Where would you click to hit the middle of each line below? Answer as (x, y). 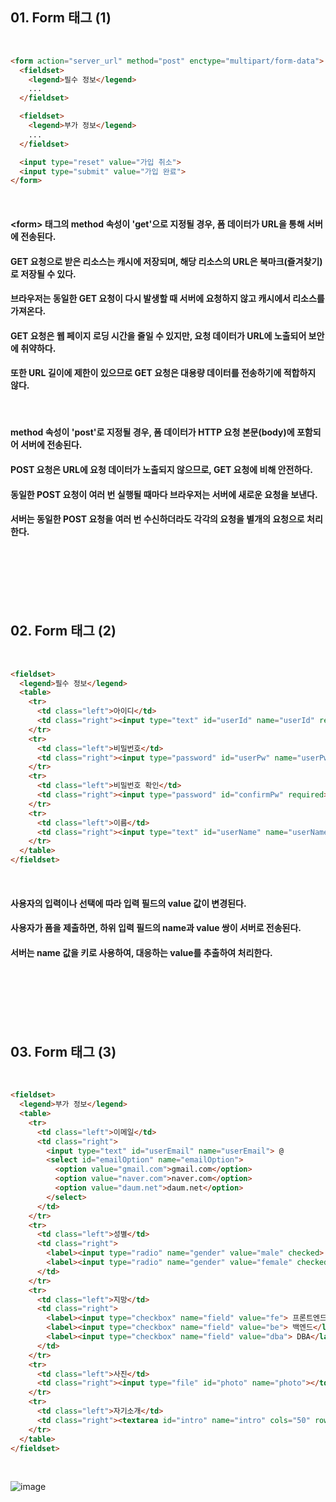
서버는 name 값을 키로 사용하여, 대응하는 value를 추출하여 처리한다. (141, 952)
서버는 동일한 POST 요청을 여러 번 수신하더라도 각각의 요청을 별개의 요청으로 (157, 519)
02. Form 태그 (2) (63, 631)
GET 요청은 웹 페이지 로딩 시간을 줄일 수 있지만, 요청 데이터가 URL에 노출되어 (158, 335)
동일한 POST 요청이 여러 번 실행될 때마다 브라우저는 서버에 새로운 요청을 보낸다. (164, 494)
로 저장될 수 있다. (43, 274)
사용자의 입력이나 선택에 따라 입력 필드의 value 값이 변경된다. (128, 903)
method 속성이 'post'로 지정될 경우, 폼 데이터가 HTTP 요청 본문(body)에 (152, 432)
